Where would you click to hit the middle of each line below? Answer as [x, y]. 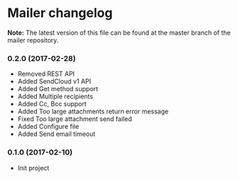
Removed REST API [46, 74]
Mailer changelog [60, 13]
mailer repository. [33, 40]
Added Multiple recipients [55, 96]
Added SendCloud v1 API [54, 81]
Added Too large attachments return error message [93, 112]
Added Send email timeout [56, 134]
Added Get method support [58, 89]
